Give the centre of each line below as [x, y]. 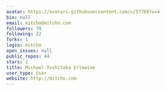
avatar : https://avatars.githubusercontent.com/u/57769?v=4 [83, 12]
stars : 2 [17, 62]
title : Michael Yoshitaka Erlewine [51, 67]
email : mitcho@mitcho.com [38, 23]
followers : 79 [24, 28]
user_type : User [26, 73]
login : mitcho [24, 45]
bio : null [19, 17]
